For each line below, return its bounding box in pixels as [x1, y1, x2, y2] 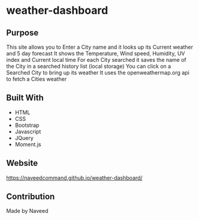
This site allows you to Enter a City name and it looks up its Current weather [6, 43, 194, 50]
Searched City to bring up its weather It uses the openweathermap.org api [6, 69, 190, 76]
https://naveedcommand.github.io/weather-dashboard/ [6, 174, 143, 181]
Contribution [6, 192, 55, 202]
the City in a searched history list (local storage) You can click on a [6, 63, 171, 70]
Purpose [6, 28, 39, 38]
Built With [6, 93, 44, 103]
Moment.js [14, 141, 41, 148]
